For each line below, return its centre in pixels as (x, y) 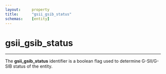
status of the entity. (33, 66)
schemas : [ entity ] (27, 19)
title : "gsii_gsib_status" (38, 14)
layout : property (27, 10)
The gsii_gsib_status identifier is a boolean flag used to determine (73, 61)
